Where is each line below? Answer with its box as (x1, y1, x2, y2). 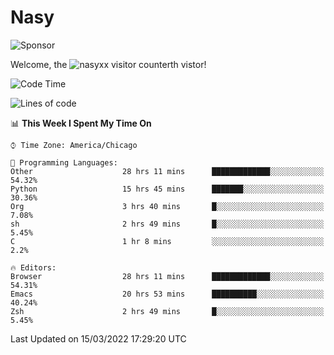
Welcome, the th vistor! (10, 58, 207, 70)
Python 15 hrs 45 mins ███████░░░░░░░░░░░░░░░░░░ (10, 184, 325, 194)
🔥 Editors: (10, 262, 57, 273)
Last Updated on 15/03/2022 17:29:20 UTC (10, 332, 187, 345)
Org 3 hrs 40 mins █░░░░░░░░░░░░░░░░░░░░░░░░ (10, 201, 325, 211)
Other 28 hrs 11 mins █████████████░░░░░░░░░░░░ (10, 166, 325, 176)
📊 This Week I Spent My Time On (10, 117, 152, 129)
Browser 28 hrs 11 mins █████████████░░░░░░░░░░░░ (10, 271, 325, 281)
